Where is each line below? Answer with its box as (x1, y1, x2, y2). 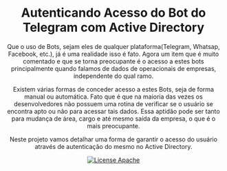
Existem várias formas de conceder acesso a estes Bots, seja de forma (12, 85, 215, 93)
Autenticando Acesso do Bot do (21, 5, 206, 21)
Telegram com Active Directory (22, 20, 205, 35)
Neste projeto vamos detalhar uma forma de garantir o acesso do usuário (9, 135, 218, 143)
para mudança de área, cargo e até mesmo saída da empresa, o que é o (11, 114, 216, 123)
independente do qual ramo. (73, 72, 154, 80)
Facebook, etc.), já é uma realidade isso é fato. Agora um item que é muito (8, 50, 219, 58)
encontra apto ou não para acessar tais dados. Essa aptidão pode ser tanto (7, 107, 220, 115)
